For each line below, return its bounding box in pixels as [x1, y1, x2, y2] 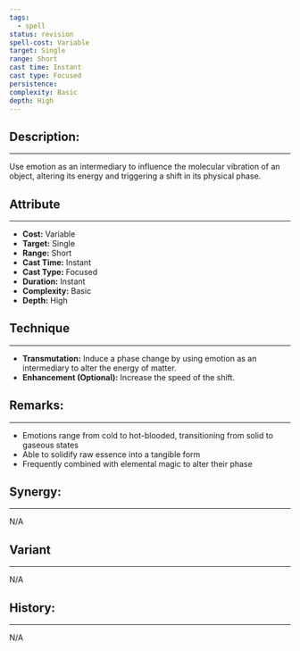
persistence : [9, 79, 58, 88]
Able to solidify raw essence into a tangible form [21, 448, 201, 460]
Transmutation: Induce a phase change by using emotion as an [21, 353, 257, 363]
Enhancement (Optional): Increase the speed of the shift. [21, 371, 235, 382]
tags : [9, 13, 29, 22]
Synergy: [9, 484, 62, 500]
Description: [9, 129, 80, 144]
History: [9, 600, 56, 615]
